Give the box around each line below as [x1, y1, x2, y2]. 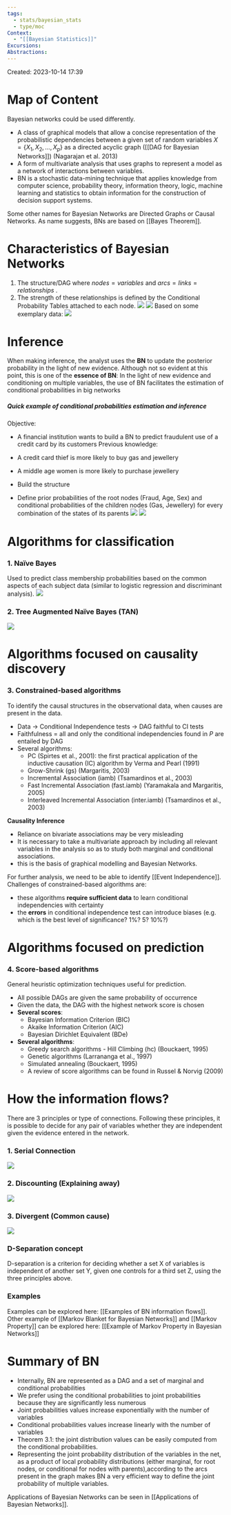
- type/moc [13, 23, 45, 30]
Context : [7, 29, 32, 37]
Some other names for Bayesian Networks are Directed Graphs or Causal [7, 209, 215, 218]
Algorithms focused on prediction [7, 939, 205, 955]
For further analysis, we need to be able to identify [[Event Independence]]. [7, 872, 222, 881]
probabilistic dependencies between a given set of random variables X [17, 136, 219, 144]
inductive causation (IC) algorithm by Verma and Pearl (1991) [27, 759, 200, 767]
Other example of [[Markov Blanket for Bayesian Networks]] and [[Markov [7, 1314, 217, 1323]
